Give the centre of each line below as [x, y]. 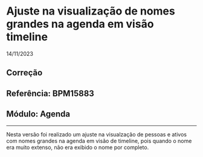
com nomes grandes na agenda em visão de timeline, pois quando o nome [99, 141]
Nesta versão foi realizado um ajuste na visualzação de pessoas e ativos [97, 134]
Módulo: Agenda [38, 114]
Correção [24, 73]
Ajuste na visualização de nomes [91, 11]
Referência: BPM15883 [50, 93]
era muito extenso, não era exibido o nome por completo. [78, 147]
